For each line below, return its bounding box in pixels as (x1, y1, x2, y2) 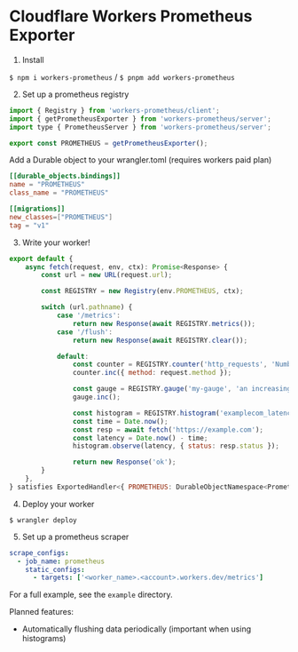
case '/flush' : (56, 327, 114, 337)
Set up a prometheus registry (21, 89, 129, 99)
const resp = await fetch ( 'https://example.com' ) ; (72, 425, 264, 434)
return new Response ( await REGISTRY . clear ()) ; (72, 336, 248, 345)
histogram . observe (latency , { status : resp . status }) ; (72, 441, 279, 450)
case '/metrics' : (56, 311, 122, 321)
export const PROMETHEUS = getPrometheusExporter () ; (9, 139, 208, 147)
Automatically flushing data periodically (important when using (21, 624, 251, 634)
